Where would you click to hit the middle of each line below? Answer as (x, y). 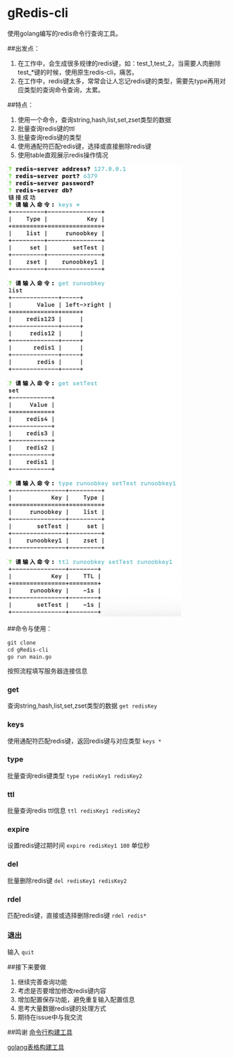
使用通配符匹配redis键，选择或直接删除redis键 (84, 146)
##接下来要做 (27, 967)
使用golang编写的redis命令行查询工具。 (64, 33)
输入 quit (21, 952)
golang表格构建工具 (36, 1047)
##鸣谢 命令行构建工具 (40, 1032)
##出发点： (24, 48)
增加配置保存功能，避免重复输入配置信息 (76, 999)
